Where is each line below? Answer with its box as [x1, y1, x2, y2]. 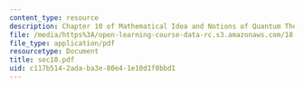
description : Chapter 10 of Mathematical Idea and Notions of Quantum [9, 22, 281, 31]
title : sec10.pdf [9, 55, 75, 64]
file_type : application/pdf [9, 38, 116, 48]
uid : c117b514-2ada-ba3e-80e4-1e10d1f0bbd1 [9, 64, 176, 73]
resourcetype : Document [9, 47, 100, 56]
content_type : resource [9, 13, 100, 23]
